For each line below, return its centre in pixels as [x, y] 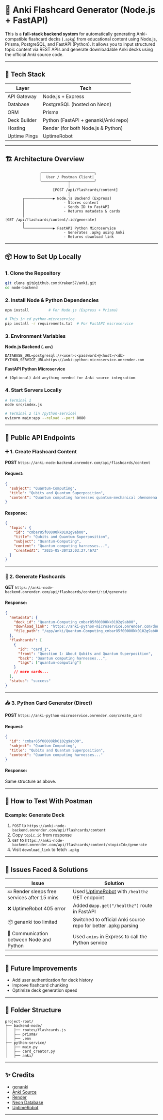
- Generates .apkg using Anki [94, 232]
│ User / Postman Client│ [67, 177]
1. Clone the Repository [33, 273]
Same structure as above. [31, 781]
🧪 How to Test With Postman [49, 801]
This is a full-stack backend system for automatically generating [70, 34]
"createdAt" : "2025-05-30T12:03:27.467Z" [56, 550]
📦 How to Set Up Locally [43, 257]
